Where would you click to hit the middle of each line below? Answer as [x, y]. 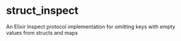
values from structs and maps [42, 32]
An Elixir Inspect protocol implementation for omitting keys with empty [91, 27]
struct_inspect [42, 11]
